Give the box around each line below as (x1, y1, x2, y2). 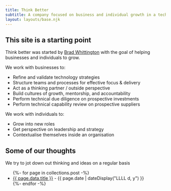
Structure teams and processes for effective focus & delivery (12, 80, 141, 86)
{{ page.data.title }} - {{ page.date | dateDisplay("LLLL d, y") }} (12, 175, 144, 181)
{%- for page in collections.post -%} (12, 170, 90, 176)
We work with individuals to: (5, 111, 65, 117)
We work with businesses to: (5, 65, 66, 71)
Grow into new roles (12, 121, 55, 127)
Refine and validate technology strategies (12, 74, 100, 80)
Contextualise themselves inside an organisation (12, 132, 115, 138)
